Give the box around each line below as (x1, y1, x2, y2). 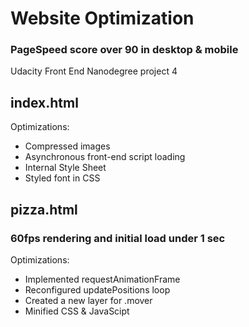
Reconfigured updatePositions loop (24, 283, 171, 296)
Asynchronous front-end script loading (24, 151, 186, 163)
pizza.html (10, 201, 78, 218)
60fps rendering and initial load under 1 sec (10, 231, 226, 245)
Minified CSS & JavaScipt (24, 305, 130, 317)
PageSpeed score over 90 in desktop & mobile (10, 43, 239, 57)
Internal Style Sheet (24, 162, 107, 174)
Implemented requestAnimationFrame (24, 273, 181, 285)
